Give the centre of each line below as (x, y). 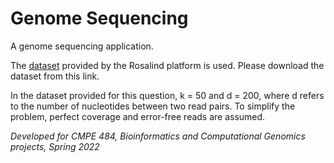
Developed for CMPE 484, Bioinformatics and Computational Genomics (158, 136)
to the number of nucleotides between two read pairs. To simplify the (153, 106)
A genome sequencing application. (82, 46)
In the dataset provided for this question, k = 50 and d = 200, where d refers (167, 95)
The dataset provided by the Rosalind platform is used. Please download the (167, 65)
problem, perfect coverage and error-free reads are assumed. (138, 116)
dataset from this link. (55, 76)
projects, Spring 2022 (55, 146)
